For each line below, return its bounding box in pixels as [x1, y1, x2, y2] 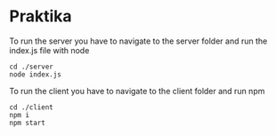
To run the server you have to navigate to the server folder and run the [9, 36, 268, 46]
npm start [9, 118, 46, 127]
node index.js [9, 69, 62, 79]
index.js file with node [9, 44, 90, 55]
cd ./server [9, 62, 53, 71]
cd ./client [9, 102, 53, 112]
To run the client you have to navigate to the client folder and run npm [9, 85, 265, 96]
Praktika [9, 6, 72, 27]
